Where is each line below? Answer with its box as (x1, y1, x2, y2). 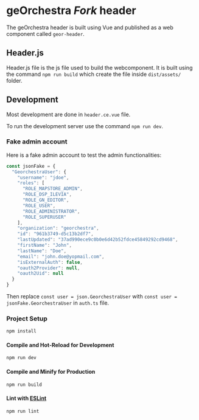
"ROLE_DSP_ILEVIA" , (22, 191, 72, 198)
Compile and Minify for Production (6, 368, 96, 375)
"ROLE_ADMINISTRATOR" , (22, 208, 80, 215)
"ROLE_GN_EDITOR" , (22, 197, 69, 204)
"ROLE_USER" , (22, 202, 56, 208)
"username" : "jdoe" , (17, 174, 69, 181)
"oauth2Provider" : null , (17, 265, 80, 271)
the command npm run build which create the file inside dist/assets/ (6, 71, 181, 78)
